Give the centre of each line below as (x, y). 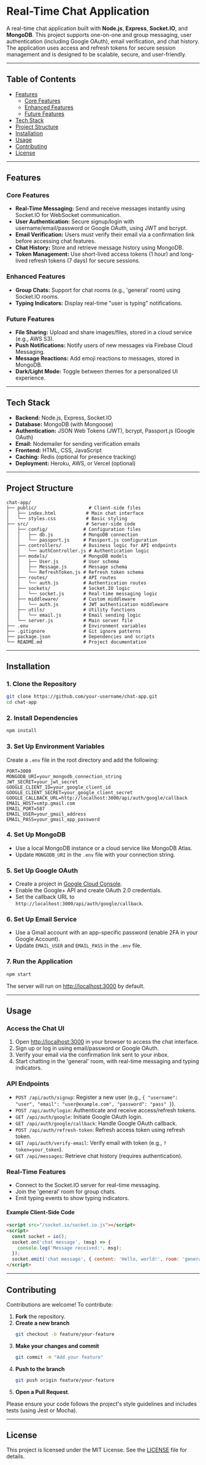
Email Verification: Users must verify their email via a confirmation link (105, 235)
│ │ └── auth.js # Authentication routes (77, 583)
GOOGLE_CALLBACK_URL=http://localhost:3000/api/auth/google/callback (97, 798)
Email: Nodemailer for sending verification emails (78, 443)
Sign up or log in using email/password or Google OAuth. (87, 1048)
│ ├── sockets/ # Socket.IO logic (68, 588)
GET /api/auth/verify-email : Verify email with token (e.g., (89, 1142)
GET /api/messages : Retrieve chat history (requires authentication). (99, 1156)
